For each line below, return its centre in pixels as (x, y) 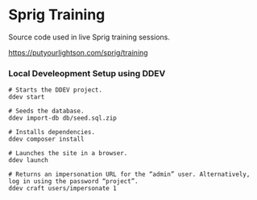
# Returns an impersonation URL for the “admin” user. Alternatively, (129, 174)
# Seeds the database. (46, 111)
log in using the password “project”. (73, 182)
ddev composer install (46, 139)
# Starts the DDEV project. (56, 90)
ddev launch (28, 161)
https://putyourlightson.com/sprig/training (78, 52)
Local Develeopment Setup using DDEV (87, 73)
